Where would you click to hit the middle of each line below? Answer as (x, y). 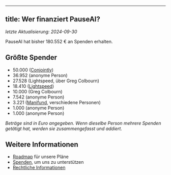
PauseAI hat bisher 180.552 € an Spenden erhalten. (59, 41)
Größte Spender (31, 57)
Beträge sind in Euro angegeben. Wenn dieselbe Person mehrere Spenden (83, 123)
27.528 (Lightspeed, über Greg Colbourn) (56, 81)
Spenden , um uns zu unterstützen (48, 162)
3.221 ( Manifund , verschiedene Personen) (56, 102)
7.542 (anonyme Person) (38, 97)
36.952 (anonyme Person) (40, 75)
